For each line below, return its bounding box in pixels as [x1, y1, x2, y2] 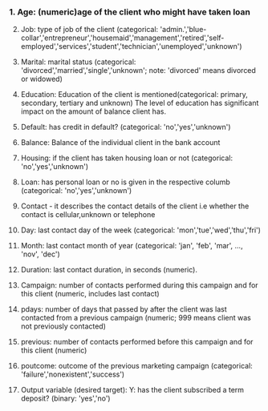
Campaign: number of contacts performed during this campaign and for [20, 280, 259, 290]
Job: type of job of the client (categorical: [20, 25, 159, 34]
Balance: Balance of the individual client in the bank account [20, 138, 221, 147]
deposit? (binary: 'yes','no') [20, 393, 111, 403]
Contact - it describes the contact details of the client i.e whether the [20, 201, 250, 211]
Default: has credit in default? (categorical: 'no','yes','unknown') [20, 123, 231, 132]
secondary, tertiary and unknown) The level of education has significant [20, 99, 259, 108]
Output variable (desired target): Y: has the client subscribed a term [20, 385, 244, 395]
